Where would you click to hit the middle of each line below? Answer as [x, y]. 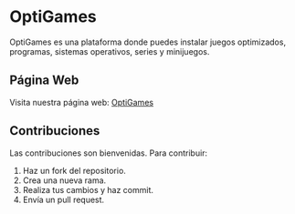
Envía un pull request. [63, 199]
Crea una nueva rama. [64, 180]
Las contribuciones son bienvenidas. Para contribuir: [109, 153]
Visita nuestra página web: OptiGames [81, 102]
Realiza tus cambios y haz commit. [88, 189]
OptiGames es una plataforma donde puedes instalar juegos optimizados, [147, 42]
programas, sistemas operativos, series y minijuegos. [110, 51]
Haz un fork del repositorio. [74, 170]
